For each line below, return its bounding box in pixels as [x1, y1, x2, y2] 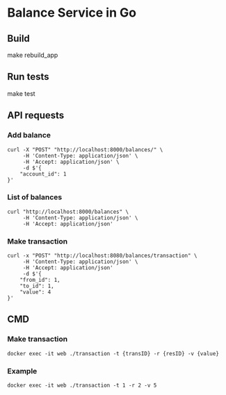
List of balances [7, 192, 63, 202]
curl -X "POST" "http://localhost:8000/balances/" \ [7, 146, 163, 153]
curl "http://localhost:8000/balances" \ [7, 208, 129, 215]
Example [7, 366, 38, 376]
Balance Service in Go [7, 5, 137, 21]
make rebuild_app [7, 51, 58, 59]
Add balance [7, 131, 51, 140]
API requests [7, 110, 65, 121]
